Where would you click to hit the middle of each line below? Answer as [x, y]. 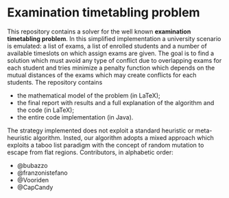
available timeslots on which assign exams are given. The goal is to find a [111, 53]
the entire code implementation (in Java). [75, 117]
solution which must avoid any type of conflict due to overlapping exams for [114, 60]
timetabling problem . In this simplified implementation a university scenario [114, 38]
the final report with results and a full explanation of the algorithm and [116, 102]
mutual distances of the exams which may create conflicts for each [102, 75]
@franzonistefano [42, 173]
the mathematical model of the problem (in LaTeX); [88, 95]
